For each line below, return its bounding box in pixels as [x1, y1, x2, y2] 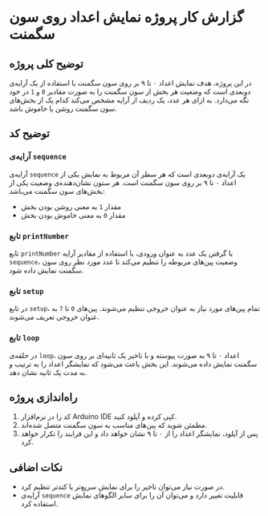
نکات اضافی [9, 461, 63, 474]
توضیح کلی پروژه [9, 57, 83, 71]
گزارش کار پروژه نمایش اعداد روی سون [9, 8, 244, 26]
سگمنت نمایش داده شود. [9, 265, 84, 275]
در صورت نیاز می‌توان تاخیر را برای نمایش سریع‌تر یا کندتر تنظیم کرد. [20, 482, 225, 492]
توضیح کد [9, 127, 51, 140]
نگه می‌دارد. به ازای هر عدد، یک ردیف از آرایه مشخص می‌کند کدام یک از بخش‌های [9, 95, 250, 104]
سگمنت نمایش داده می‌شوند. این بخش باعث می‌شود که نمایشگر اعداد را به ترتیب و [9, 359, 258, 369]
